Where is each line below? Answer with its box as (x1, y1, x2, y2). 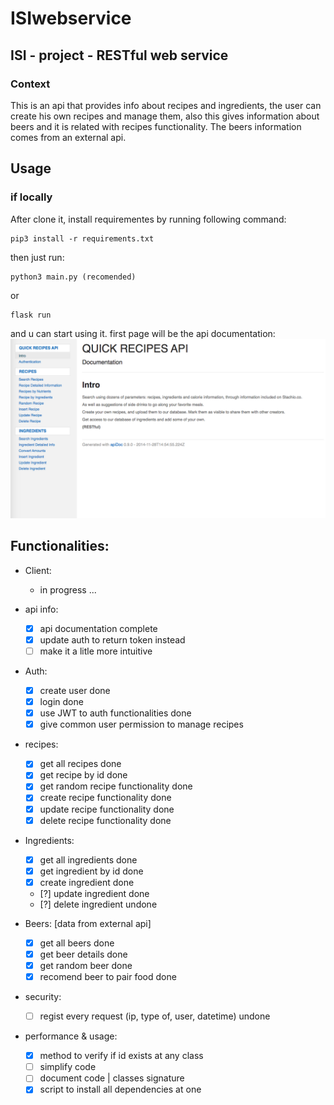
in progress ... (39, 583, 97, 596)
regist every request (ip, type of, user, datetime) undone (39, 1010, 271, 1022)
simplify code (39, 1061, 97, 1073)
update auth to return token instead (39, 633, 186, 646)
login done (39, 696, 84, 708)
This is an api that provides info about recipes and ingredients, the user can (10, 99, 322, 111)
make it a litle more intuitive (39, 645, 153, 657)
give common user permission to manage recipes (39, 718, 244, 731)
